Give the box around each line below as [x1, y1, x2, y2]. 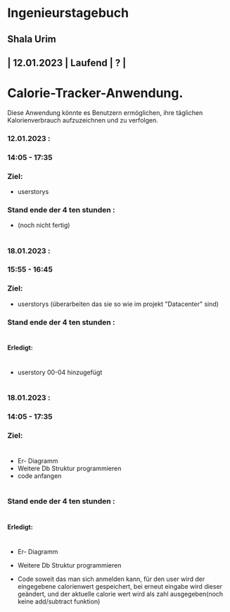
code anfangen [17, 472, 62, 480]
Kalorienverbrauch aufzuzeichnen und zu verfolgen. [7, 116, 158, 124]
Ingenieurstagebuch [7, 5, 129, 21]
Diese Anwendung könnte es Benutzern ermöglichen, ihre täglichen [7, 108, 203, 117]
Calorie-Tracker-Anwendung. [7, 85, 184, 102]
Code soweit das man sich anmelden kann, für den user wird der [17, 575, 205, 583]
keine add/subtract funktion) [17, 597, 101, 606]
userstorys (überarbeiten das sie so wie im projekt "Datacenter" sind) [17, 300, 219, 308]
